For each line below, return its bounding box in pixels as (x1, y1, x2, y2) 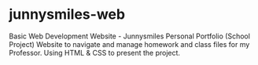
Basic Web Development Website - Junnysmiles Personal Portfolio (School (9, 31, 251, 41)
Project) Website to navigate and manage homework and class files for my (9, 39, 250, 49)
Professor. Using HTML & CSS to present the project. (9, 48, 180, 57)
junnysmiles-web (9, 5, 125, 23)
